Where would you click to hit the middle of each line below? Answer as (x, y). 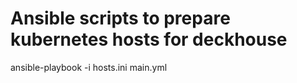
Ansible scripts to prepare (120, 18)
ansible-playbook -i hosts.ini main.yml (89, 67)
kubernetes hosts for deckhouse (149, 39)
